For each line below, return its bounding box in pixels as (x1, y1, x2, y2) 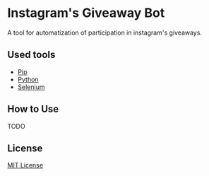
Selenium (17, 83, 45, 91)
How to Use (7, 103, 59, 115)
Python (17, 75, 39, 83)
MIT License (7, 161, 44, 170)
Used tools (7, 49, 56, 61)
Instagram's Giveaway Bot (7, 5, 165, 21)
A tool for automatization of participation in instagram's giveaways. (7, 28, 203, 37)
